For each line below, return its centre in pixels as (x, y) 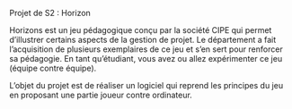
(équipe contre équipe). (53, 68)
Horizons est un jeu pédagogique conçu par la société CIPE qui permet (141, 30)
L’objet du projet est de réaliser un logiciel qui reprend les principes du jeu (146, 85)
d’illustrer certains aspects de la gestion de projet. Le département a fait (143, 40)
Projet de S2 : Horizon (50, 13)
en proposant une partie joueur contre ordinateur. (101, 95)
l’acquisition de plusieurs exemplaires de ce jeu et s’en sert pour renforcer (146, 49)
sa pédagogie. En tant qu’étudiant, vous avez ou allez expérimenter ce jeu (146, 59)
